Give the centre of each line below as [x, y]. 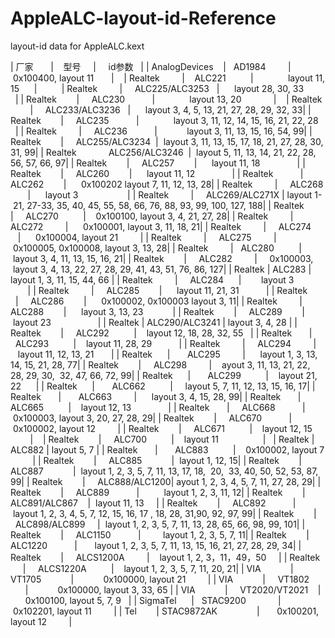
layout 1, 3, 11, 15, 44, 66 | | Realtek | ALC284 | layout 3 [152, 279]
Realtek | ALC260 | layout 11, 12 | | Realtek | [157, 173]
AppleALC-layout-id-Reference [143, 18]
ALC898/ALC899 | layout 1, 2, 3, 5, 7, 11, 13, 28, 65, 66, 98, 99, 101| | [160, 524]
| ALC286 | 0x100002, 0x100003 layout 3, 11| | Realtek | [158, 301]
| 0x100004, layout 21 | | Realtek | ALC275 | [147, 237]
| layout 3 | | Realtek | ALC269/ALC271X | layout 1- [175, 194]
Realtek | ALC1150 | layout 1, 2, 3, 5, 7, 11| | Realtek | [160, 534]
